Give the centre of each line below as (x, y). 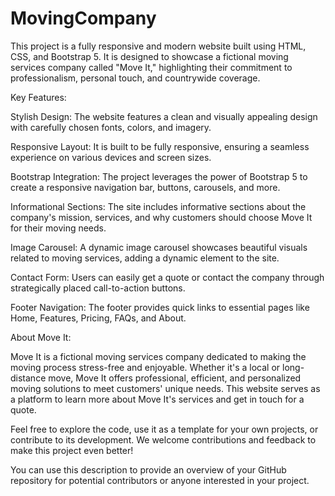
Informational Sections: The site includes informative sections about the (158, 206)
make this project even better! (72, 450)
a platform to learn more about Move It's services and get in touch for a (157, 399)
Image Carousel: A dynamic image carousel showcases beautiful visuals (159, 247)
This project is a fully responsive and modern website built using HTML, (158, 46)
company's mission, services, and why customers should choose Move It (161, 217)
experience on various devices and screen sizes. (111, 157)
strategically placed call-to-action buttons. (98, 288)
